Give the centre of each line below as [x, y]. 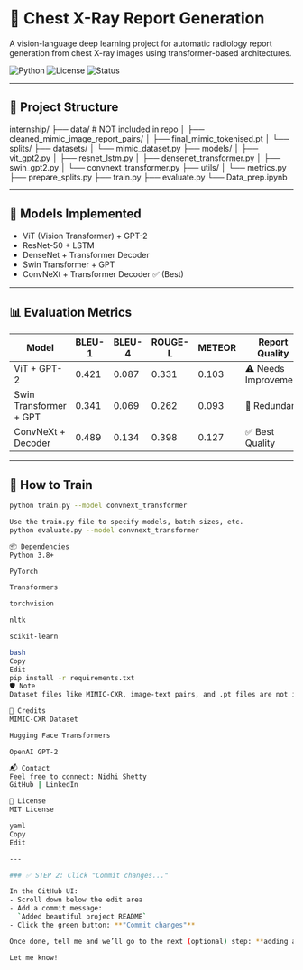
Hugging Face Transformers [60, 735]
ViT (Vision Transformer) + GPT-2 [85, 236]
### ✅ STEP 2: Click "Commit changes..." [89, 875]
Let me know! [34, 957]
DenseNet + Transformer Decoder [86, 254]
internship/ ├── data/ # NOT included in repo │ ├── [107, 129]
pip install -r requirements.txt [72, 678]
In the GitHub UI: [44, 891]
